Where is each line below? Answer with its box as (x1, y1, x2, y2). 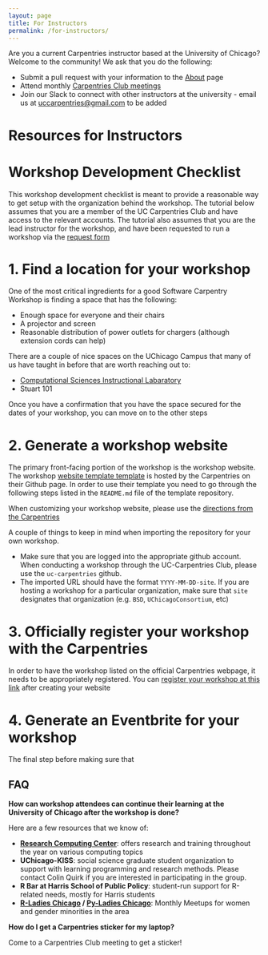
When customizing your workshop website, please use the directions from (8, 504, 254, 514)
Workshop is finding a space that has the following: (8, 295, 178, 304)
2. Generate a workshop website (8, 436, 228, 454)
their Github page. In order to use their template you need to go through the (8, 480, 258, 490)
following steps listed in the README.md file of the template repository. (8, 488, 234, 498)
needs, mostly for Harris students (45, 890, 156, 900)
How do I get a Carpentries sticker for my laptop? (8, 922, 174, 932)
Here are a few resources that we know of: (8, 823, 150, 833)
